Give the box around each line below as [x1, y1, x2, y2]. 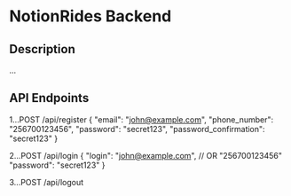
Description [9, 42, 75, 57]
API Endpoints [9, 90, 90, 106]
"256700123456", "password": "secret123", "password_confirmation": [9, 123, 265, 134]
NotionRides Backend [9, 6, 172, 27]
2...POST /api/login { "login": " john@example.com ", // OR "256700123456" [9, 150, 282, 161]
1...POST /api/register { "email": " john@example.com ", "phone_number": [9, 114, 274, 125]
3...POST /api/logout [9, 176, 84, 187]
